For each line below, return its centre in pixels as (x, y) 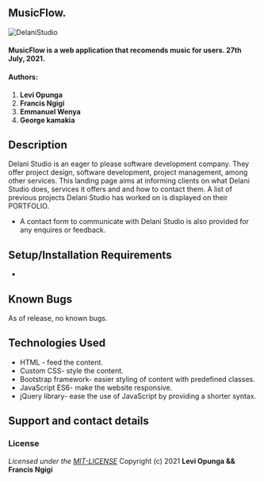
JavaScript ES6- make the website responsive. (96, 388)
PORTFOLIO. (29, 206)
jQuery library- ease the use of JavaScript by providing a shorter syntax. (138, 395)
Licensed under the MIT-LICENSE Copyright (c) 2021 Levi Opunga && (122, 461)
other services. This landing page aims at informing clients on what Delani (129, 181)
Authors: (23, 77)
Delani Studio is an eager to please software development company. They (129, 164)
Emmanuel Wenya (50, 111)
